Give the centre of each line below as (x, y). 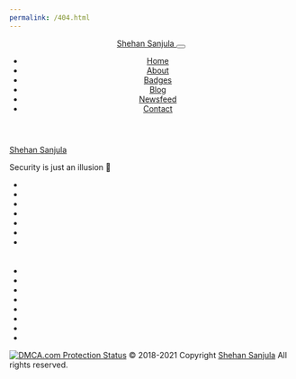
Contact (157, 108)
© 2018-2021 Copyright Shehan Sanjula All (208, 355)
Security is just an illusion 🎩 (60, 167)
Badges (158, 80)
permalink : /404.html (50, 18)
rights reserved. (39, 365)
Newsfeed (158, 99)
